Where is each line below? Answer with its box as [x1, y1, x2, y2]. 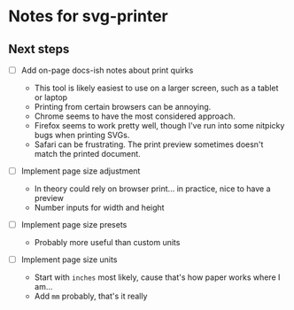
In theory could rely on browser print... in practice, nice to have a [34, 183, 271, 194]
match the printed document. [34, 149, 141, 159]
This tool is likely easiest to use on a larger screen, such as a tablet [34, 82, 279, 94]
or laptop [34, 92, 68, 103]
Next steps [8, 42, 70, 57]
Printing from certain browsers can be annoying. [34, 102, 212, 112]
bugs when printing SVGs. [34, 130, 130, 141]
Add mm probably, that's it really [34, 291, 148, 302]
